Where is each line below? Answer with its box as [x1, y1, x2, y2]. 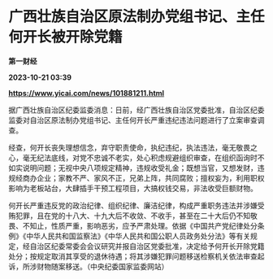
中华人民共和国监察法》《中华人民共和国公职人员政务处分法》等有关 [25, 231, 250, 241]
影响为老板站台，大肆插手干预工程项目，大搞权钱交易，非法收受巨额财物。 [8, 183, 258, 193]
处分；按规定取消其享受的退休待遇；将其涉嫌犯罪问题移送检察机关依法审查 [8, 251, 258, 261]
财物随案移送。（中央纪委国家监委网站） [36, 261, 169, 271]
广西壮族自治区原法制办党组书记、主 [8, 7, 251, 26]
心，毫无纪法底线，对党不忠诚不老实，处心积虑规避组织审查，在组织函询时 [8, 152, 258, 163]
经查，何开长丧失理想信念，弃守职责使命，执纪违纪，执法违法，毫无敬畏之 [8, 142, 258, 152]
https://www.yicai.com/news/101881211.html [8, 88, 165, 98]
